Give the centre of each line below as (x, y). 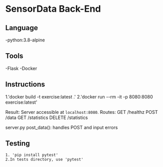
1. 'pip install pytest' (32, 155)
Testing (18, 144)
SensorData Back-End (53, 9)
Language (22, 28)
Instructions (25, 85)
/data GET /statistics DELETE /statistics (47, 117)
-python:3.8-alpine (25, 40)
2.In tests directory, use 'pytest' (44, 160)
